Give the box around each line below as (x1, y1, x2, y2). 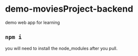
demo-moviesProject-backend (5, 3, 134, 15)
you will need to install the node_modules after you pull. (5, 45, 118, 51)
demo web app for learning (5, 19, 60, 25)
